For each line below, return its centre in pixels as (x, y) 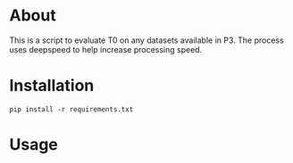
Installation (52, 86)
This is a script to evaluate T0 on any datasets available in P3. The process (146, 40)
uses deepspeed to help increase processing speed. (106, 49)
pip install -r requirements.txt (71, 109)
